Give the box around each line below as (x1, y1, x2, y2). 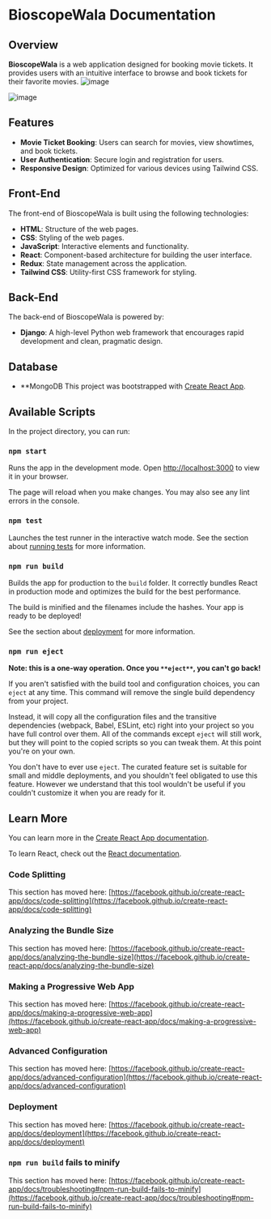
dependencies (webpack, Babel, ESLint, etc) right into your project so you (8, 720, 255, 731)
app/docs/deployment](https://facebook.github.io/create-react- (8, 1128, 221, 1138)
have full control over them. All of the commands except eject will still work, (8, 729, 262, 739)
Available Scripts (8, 405, 95, 418)
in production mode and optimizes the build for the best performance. (8, 586, 241, 596)
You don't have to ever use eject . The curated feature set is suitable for (8, 762, 248, 772)
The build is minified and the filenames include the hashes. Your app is (8, 602, 244, 612)
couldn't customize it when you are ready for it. (8, 788, 166, 798)
